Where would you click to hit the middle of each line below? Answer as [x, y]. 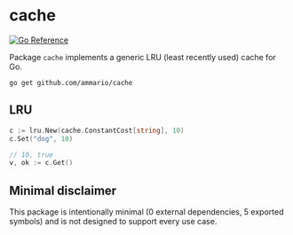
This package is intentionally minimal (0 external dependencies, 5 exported [146, 212]
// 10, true [31, 155]
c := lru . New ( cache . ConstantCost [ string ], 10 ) [97, 130]
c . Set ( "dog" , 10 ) [41, 138]
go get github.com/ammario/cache [71, 82]
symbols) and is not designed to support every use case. [113, 222]
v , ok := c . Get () [41, 163]
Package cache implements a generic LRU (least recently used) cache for [143, 57]
